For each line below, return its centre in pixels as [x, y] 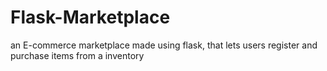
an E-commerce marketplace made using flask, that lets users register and [164, 45]
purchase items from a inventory [77, 55]
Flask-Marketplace [90, 17]
